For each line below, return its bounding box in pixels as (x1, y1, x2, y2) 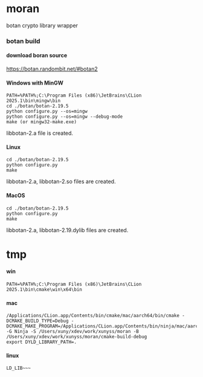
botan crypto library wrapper (6, 22, 79, 29)
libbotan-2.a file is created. (6, 129, 74, 137)
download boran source (6, 52, 68, 59)
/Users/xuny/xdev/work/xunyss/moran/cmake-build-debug (6, 334, 147, 340)
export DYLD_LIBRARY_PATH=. (6, 339, 77, 346)
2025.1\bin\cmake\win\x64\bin (6, 286, 83, 293)
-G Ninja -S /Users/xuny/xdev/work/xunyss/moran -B (6, 329, 139, 335)
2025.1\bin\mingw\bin (6, 98, 61, 104)
